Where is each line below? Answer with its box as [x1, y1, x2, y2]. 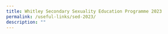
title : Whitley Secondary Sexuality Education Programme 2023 [6, 8, 162, 14]
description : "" [6, 19, 46, 25]
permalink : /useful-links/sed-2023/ [6, 14, 96, 20]
